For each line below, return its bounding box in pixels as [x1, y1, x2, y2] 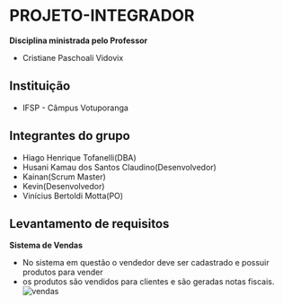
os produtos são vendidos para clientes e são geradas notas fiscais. [22, 276, 275, 287]
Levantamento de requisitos [9, 216, 170, 231]
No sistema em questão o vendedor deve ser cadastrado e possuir [22, 257, 270, 268]
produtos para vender [22, 266, 103, 278]
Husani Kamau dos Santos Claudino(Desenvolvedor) [22, 161, 217, 172]
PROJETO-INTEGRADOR [9, 5, 195, 26]
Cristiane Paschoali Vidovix [22, 52, 124, 63]
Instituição [9, 78, 71, 94]
